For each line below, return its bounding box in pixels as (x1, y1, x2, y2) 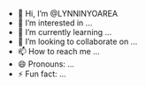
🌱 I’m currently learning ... (17, 27, 112, 37)
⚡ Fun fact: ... (17, 68, 66, 79)
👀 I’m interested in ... (17, 18, 93, 28)
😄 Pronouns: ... (17, 59, 75, 69)
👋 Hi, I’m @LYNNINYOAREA (17, 9, 118, 18)
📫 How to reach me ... (17, 47, 100, 56)
